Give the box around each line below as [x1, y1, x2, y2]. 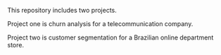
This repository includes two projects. [7, 6, 118, 14]
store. [7, 41, 25, 49]
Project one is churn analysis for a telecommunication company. [7, 20, 194, 28]
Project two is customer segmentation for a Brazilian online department [7, 33, 214, 42]
